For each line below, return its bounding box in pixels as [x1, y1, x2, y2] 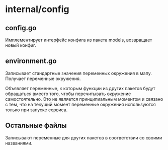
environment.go [5, 57, 57, 65]
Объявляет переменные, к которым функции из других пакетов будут [5, 85, 156, 91]
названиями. [5, 140, 33, 146]
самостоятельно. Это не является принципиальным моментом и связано [5, 96, 163, 102]
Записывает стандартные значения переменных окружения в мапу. [5, 70, 152, 76]
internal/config [5, 4, 69, 15]
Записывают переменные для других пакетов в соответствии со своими [5, 134, 162, 140]
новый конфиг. [5, 42, 37, 48]
